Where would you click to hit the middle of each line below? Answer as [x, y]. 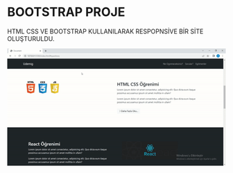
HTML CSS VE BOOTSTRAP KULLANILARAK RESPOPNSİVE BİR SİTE [105, 31]
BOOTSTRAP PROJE [66, 12]
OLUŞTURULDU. [31, 38]
